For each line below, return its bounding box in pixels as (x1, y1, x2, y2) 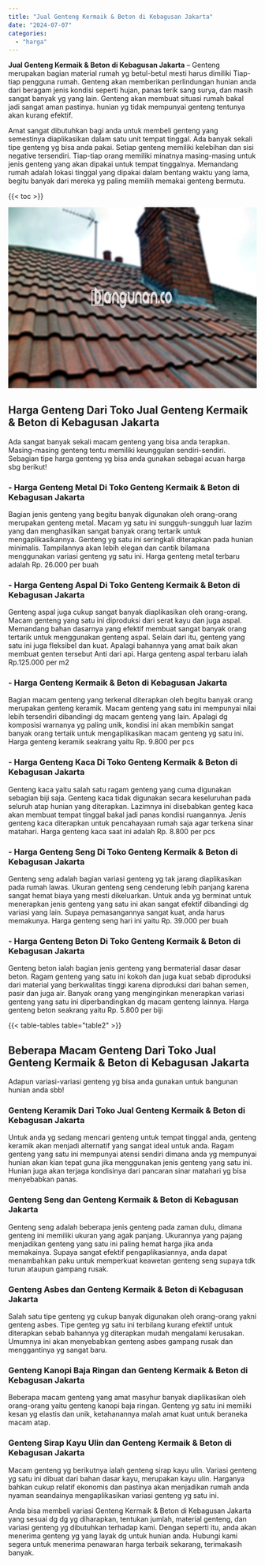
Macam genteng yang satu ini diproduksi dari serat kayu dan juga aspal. (8, 616, 242, 625)
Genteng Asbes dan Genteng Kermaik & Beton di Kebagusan (8, 1283, 244, 1294)
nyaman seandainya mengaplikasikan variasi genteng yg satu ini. (8, 1490, 219, 1499)
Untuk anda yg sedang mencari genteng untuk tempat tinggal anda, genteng (8, 1133, 257, 1142)
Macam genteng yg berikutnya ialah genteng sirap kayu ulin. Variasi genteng (8, 1465, 257, 1475)
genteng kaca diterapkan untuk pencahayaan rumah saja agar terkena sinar (8, 818, 254, 828)
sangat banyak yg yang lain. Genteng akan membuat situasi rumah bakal (8, 94, 244, 103)
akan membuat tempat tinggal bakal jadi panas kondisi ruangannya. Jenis (8, 810, 247, 819)
